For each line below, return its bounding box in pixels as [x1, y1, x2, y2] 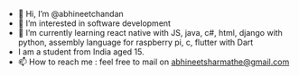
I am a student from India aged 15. [17, 46, 145, 57]
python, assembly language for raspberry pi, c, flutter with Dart [17, 37, 254, 47]
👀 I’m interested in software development [17, 18, 172, 29]
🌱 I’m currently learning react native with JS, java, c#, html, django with [17, 28, 283, 38]
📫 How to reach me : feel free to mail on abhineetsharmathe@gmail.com [17, 56, 290, 67]
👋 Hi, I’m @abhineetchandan [17, 9, 124, 19]
